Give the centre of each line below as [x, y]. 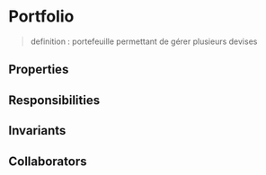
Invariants [37, 131]
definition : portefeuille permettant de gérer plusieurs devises [144, 41]
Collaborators [48, 161]
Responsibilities [54, 100]
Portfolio [41, 17]
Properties [39, 70]
